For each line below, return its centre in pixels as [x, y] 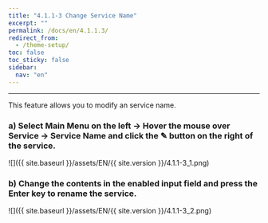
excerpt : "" [28, 23]
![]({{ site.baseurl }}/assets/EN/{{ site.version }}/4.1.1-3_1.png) [109, 162]
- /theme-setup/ [42, 45]
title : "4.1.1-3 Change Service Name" [73, 16]
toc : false [26, 53]
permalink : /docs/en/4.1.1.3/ [59, 30]
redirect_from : [33, 38]
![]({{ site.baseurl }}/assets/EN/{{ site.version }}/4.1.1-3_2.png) [110, 211]
